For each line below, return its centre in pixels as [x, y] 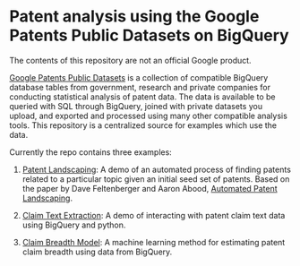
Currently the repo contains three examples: [90, 152]
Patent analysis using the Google [134, 17]
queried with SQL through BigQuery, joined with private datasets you [136, 106]
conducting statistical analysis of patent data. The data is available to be [142, 97]
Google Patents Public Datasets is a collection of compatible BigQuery [139, 77]
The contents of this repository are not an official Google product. [131, 60]
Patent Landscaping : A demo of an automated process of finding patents [156, 169]
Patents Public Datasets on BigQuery [149, 35]
